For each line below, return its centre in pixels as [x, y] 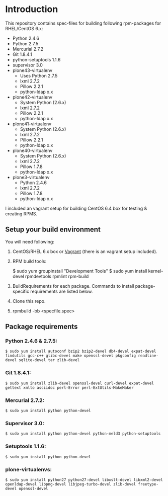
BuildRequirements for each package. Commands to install [73, 286]
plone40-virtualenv [32, 150]
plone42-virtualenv [32, 97]
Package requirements [41, 327]
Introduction [32, 9]
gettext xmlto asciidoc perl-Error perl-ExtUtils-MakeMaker [70, 388]
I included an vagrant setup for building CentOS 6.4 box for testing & [76, 208]
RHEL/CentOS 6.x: [24, 28]
